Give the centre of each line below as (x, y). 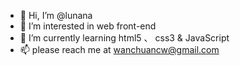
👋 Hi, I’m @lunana (56, 15)
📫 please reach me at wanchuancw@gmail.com (119, 49)
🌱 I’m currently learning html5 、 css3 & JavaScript (124, 38)
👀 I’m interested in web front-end (88, 26)
